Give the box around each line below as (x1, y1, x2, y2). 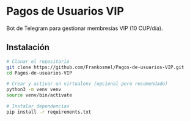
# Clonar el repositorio (6, 58, 70, 65)
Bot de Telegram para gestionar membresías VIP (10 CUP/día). (6, 24, 163, 32)
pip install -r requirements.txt (6, 109, 92, 115)
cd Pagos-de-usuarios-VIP (6, 70, 72, 76)
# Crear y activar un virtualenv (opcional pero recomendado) (6, 81, 168, 87)
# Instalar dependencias (6, 103, 70, 109)
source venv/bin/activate (6, 92, 72, 98)
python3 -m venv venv (6, 87, 62, 93)
